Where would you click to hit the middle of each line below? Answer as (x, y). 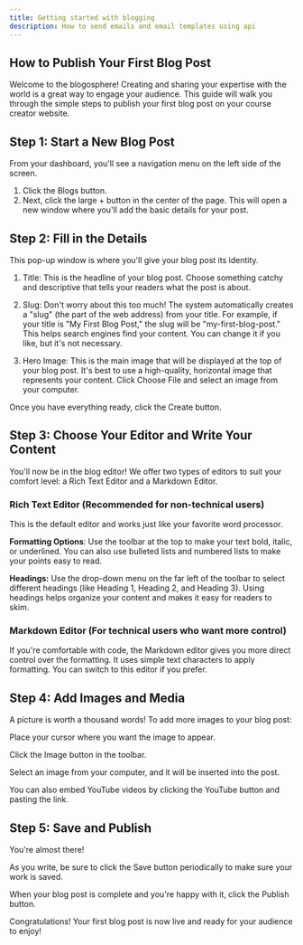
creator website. (40, 113)
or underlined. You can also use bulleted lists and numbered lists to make (145, 552)
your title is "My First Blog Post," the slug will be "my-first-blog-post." (151, 324)
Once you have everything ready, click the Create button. (116, 407)
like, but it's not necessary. (73, 343)
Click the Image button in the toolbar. (78, 755)
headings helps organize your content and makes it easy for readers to (141, 598)
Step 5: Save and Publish (80, 828)
